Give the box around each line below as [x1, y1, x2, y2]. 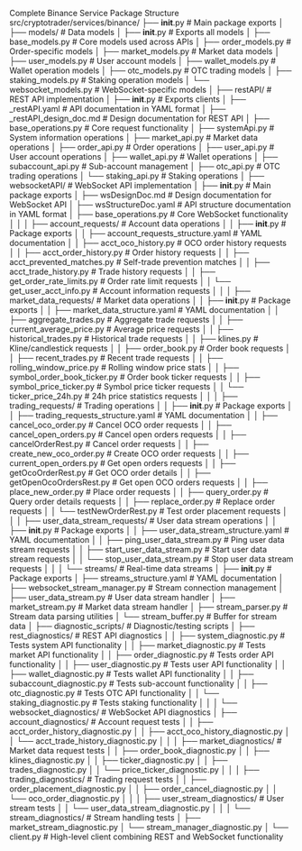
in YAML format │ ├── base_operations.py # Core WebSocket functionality [9, 209, 288, 219]
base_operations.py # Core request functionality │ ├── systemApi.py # [9, 123, 275, 133]
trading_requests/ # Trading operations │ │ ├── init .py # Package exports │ [9, 400, 293, 411]
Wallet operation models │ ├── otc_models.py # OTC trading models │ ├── [9, 65, 292, 76]
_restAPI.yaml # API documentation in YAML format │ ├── [9, 104, 226, 114]
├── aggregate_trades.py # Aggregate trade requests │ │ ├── [9, 315, 243, 325]
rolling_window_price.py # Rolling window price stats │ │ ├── [9, 362, 240, 372]
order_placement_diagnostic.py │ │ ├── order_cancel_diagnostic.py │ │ [9, 783, 278, 794]
